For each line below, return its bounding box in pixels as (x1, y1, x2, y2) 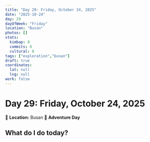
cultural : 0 (9, 49, 35, 54)
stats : (5, 35, 19, 40)
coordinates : (5, 63, 32, 68)
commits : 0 (9, 44, 32, 49)
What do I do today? (5, 129, 69, 137)
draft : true (5, 58, 30, 63)
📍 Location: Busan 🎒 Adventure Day (5, 114, 80, 120)
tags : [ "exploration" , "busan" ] (5, 53, 70, 59)
